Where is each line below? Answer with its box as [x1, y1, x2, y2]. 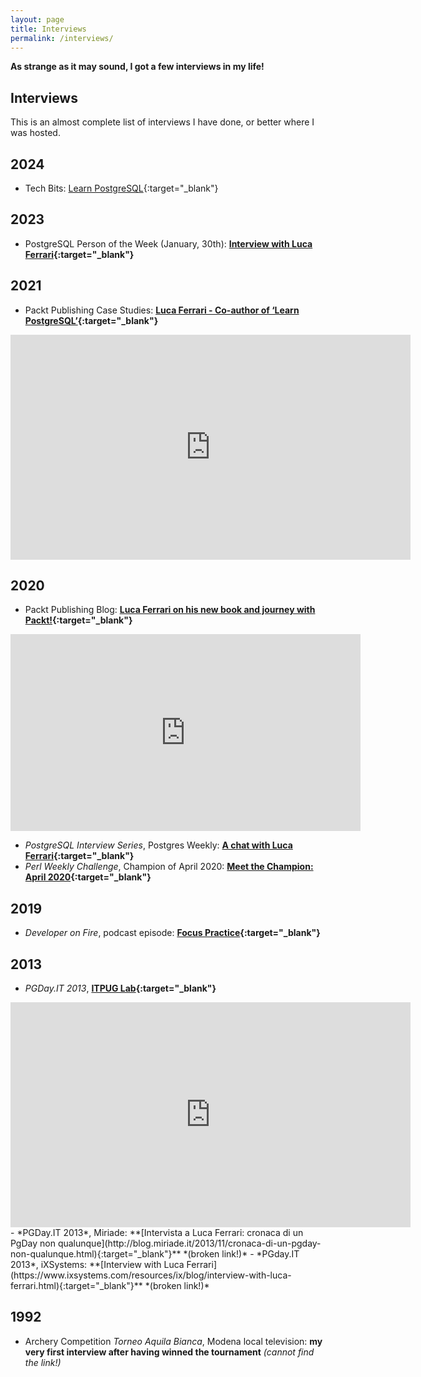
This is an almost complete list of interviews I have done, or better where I [10, 116, 315, 128]
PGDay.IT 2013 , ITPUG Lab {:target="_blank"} [24, 982, 217, 995]
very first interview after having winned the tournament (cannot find [24, 1346, 315, 1358]
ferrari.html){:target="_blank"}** [10, 1280, 143, 1292]
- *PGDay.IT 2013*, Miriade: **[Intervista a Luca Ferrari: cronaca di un [10, 1227, 304, 1239]
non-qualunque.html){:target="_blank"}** [10, 1248, 182, 1260]
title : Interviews [10, 24, 87, 34]
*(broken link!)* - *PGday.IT [183, 1248, 300, 1260]
